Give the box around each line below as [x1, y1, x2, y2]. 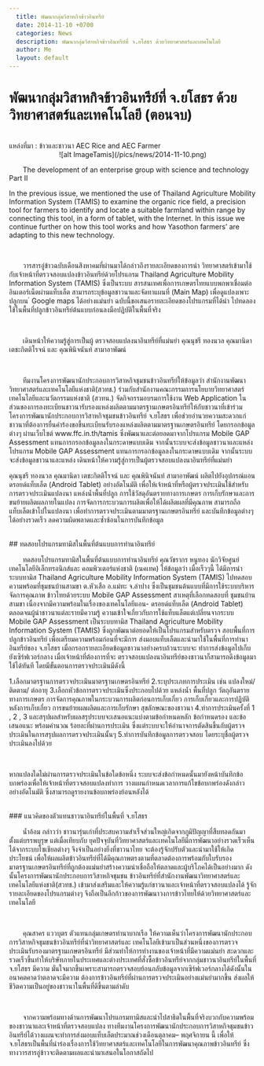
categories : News [16, 29, 73, 37]
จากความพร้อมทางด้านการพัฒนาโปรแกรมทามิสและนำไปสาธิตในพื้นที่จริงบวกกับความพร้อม [23, 1012, 255, 1021]
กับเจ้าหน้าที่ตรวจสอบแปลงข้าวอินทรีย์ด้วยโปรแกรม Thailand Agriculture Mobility [9, 269, 234, 279]
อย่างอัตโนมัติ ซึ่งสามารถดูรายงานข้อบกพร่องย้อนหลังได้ [9, 786, 149, 797]
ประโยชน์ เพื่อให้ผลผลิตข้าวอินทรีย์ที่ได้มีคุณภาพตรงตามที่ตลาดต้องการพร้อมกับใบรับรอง [9, 853, 233, 863]
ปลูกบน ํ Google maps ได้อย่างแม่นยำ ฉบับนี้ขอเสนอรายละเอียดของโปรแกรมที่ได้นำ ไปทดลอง [9, 295, 256, 306]
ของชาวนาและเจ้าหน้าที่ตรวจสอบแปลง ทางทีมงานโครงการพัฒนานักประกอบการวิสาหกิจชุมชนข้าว [9, 1021, 254, 1031]
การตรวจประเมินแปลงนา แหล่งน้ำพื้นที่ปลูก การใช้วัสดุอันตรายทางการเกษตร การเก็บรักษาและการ [9, 488, 255, 498]
